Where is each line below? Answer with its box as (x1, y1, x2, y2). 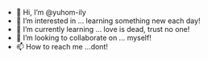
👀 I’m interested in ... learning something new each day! (15, 16, 201, 26)
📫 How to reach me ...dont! (15, 42, 109, 51)
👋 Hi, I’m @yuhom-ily (15, 8, 86, 17)
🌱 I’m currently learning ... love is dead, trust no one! (15, 25, 190, 33)
